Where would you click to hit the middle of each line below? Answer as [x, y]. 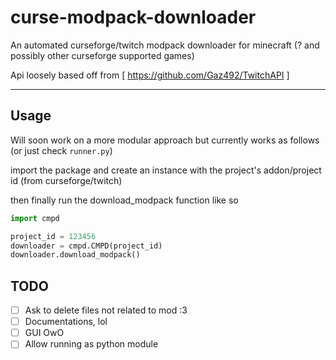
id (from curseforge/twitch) [66, 180]
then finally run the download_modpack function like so [124, 200]
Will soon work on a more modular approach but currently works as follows [165, 140]
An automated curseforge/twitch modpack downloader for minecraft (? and [165, 45]
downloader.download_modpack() [75, 255]
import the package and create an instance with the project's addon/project [166, 170]
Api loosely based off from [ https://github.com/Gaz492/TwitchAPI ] [150, 75]
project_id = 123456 [53, 236]
